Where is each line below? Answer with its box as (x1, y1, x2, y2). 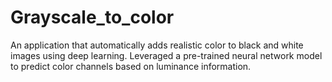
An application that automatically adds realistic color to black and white (10, 39, 304, 51)
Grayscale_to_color (10, 6, 175, 29)
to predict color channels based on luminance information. (10, 60, 252, 72)
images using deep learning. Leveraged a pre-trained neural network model (10, 49, 323, 61)
